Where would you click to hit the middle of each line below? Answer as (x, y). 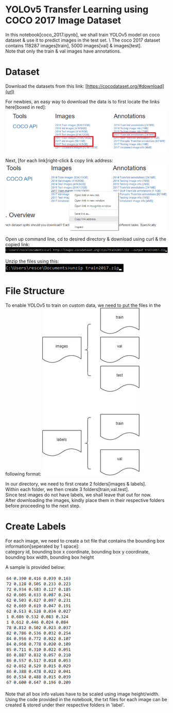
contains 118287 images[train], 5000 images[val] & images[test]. (74, 45)
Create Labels (36, 526)
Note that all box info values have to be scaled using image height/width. (82, 694)
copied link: (18, 245)
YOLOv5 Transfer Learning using (77, 10)
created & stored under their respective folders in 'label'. (65, 705)
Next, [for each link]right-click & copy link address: (59, 160)
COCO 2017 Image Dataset (63, 20)
